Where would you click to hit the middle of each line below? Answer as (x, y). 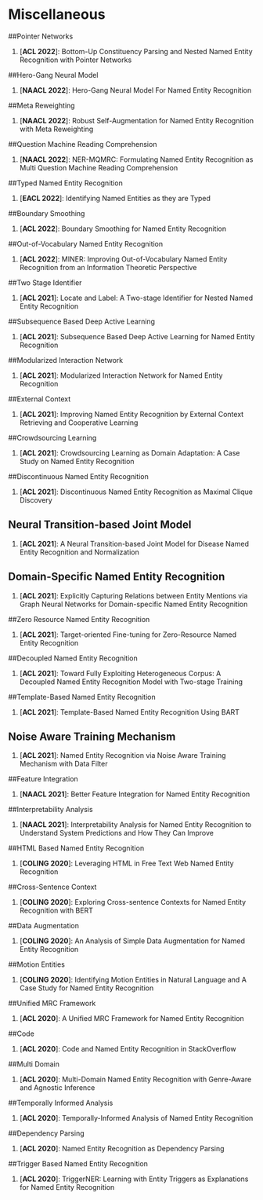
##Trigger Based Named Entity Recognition (78, 1164)
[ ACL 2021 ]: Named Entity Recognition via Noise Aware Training (122, 755)
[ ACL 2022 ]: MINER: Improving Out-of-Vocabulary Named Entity (123, 259)
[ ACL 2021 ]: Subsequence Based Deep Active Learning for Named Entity (137, 336)
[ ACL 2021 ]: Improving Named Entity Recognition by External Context (131, 414)
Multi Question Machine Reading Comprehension (99, 167)
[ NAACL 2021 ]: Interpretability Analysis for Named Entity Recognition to (135, 825)
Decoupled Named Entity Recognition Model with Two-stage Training (131, 682)
